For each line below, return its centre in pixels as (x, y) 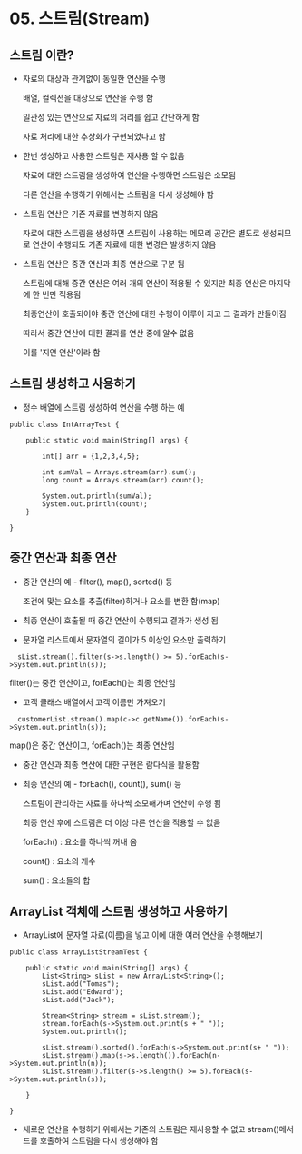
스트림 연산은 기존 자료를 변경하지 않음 (90, 214)
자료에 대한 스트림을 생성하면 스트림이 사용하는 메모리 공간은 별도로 (141, 233)
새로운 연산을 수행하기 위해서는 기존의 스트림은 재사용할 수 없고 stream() (151, 1129)
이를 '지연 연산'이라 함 (61, 352)
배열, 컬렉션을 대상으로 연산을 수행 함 (88, 98)
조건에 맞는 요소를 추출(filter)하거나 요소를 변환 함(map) (121, 601)
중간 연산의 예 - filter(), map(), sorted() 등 (97, 582)
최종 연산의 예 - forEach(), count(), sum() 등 (102, 783)
